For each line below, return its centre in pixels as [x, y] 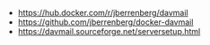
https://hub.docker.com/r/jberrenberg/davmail [103, 13]
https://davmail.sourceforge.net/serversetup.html [109, 31]
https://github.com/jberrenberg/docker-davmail [105, 22]
